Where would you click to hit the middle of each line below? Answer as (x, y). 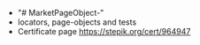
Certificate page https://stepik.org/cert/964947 (104, 31)
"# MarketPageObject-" (61, 13)
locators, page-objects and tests (77, 22)
